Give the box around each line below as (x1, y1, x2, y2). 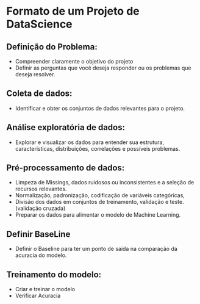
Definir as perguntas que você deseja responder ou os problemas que (15, 64, 191, 71)
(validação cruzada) (15, 204, 66, 212)
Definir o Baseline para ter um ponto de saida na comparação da (15, 245, 178, 253)
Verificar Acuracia (15, 292, 61, 300)
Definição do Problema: (6, 42, 98, 52)
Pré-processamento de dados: (6, 163, 125, 173)
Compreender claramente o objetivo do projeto (15, 58, 134, 65)
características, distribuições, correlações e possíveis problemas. (15, 145, 180, 152)
